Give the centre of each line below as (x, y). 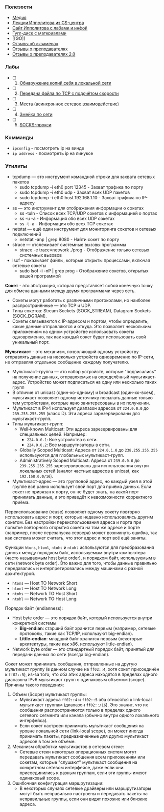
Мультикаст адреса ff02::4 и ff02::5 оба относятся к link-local (85, 700)
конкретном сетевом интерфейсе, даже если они (71, 768)
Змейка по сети (36, 114)
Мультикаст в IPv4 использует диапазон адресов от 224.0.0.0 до (81, 408)
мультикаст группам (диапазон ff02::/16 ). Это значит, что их (84, 705)
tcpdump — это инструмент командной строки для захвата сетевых (83, 177)
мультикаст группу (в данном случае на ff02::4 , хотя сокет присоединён (82, 669)
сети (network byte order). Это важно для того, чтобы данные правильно (81, 563)
